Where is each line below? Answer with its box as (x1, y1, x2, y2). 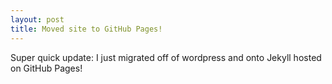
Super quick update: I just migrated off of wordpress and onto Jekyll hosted (10, 51, 322, 63)
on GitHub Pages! (10, 62, 83, 74)
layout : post (10, 14, 65, 25)
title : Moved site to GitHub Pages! (10, 24, 163, 34)
